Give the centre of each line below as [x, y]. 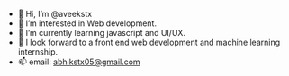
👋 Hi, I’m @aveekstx [55, 14]
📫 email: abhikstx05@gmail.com [79, 62]
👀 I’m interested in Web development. [87, 23]
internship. [38, 52]
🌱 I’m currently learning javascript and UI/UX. [102, 33]
